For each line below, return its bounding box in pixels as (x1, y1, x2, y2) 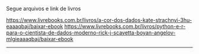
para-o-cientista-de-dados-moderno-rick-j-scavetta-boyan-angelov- (6, 29, 176, 36)
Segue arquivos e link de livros (6, 5, 81, 12)
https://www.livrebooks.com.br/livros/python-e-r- (64, 23, 186, 30)
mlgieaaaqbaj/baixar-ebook (6, 36, 73, 42)
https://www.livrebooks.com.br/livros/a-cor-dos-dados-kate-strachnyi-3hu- (6, 17, 192, 23)
